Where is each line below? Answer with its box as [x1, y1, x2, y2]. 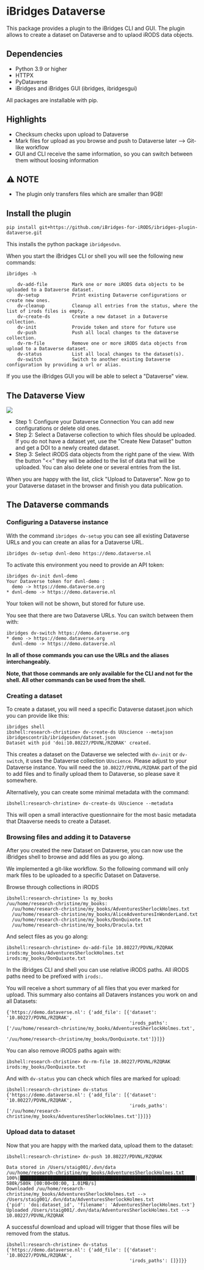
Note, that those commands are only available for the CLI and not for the [6, 669, 193, 677]
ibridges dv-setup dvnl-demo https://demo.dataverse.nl [6, 550, 151, 557]
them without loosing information [15, 156, 99, 163]
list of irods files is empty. [6, 308, 86, 315]
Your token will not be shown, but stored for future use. [6, 599, 145, 607]
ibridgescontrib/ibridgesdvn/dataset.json [6, 734, 116, 740]
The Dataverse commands [6, 500, 109, 510]
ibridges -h [6, 271, 37, 277]
